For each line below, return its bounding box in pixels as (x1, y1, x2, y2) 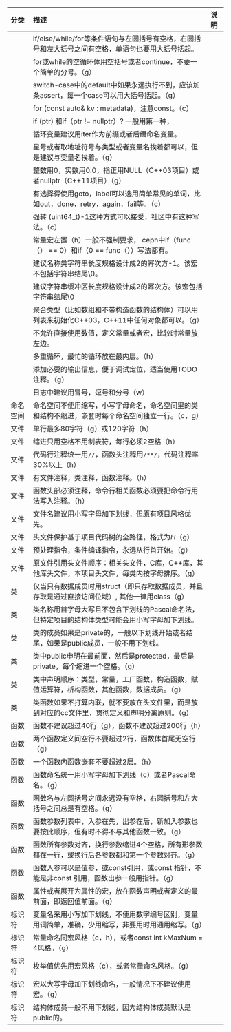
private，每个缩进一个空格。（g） (33, 661, 140, 671)
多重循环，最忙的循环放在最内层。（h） (33, 351, 158, 361)
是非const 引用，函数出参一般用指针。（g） (40, 874, 178, 883)
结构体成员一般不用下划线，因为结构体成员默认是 (33, 1002, 192, 1012)
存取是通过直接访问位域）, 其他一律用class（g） (33, 592, 189, 601)
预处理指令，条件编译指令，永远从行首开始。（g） (33, 546, 192, 555)
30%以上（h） (33, 460, 80, 469)
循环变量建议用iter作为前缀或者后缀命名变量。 (33, 130, 181, 138)
